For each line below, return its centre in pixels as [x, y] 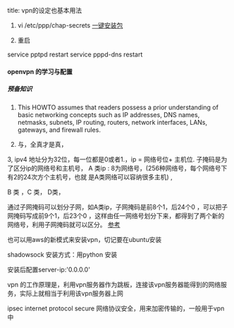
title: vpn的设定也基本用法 [45, 10]
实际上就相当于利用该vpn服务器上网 [71, 293]
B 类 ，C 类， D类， [36, 192]
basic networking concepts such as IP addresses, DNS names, [109, 114]
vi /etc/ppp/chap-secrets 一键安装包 [70, 25]
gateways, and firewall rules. [59, 130]
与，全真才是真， [42, 144]
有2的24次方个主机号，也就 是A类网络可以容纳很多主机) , [90, 177]
